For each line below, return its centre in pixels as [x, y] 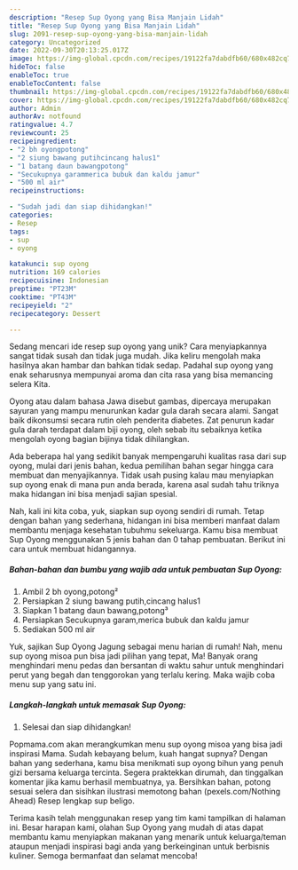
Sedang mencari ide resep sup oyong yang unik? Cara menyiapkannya [138, 346]
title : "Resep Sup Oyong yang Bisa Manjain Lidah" [105, 26]
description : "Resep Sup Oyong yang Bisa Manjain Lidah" [117, 17]
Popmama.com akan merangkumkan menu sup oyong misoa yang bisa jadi [146, 744]
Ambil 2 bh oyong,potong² [70, 592]
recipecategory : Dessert [55, 313]
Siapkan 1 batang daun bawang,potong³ [95, 611]
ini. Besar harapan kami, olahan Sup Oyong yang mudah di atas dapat [137, 827]
